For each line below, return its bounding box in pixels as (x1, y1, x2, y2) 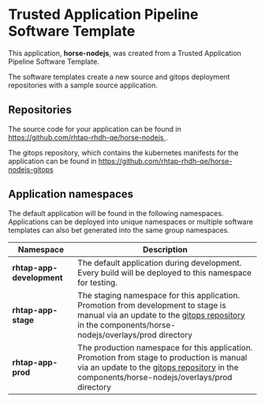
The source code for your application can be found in (8, 124, 181, 133)
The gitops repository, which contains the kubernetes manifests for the (8, 147, 239, 157)
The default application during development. (77, 257, 242, 268)
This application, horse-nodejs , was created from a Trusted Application (8, 48, 242, 58)
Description (143, 244, 188, 255)
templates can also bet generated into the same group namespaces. (8, 225, 230, 234)
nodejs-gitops (8, 164, 54, 174)
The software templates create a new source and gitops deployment (8, 72, 230, 81)
